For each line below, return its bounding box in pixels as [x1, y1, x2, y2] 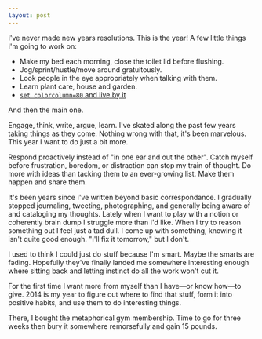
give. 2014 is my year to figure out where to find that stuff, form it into [8, 290, 233, 299]
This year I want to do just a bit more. [8, 137, 129, 146]
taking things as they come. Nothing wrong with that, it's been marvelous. [8, 129, 247, 138]
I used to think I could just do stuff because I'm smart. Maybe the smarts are [8, 249, 255, 259]
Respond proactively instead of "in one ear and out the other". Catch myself [8, 152, 253, 162]
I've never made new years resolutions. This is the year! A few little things [8, 33, 246, 42]
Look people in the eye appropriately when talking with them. [19, 73, 217, 82]
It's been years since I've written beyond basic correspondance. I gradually [8, 192, 252, 202]
